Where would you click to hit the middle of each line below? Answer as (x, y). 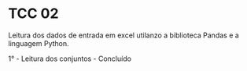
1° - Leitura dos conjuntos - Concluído (70, 59)
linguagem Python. (39, 43)
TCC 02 (33, 14)
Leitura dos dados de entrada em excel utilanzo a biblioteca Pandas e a (124, 35)
